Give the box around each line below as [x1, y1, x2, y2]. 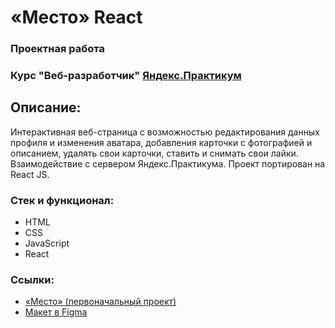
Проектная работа [10, 42, 105, 56]
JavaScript [24, 237, 70, 250]
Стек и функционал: [10, 193, 115, 207]
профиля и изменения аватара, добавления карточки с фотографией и [10, 136, 313, 148]
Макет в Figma [24, 306, 88, 318]
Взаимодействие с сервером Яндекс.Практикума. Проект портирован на [10, 157, 326, 170]
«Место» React [10, 6, 143, 29]
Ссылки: [10, 273, 55, 287]
